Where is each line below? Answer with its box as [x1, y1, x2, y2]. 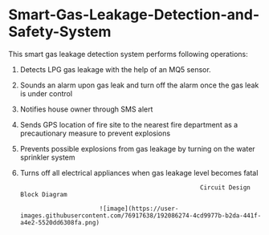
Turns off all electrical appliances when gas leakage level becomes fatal [19, 168, 259, 177]
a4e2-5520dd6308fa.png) [19, 218, 100, 226]
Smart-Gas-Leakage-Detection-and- [8, 6, 260, 24]
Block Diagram [19, 190, 67, 198]
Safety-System [8, 22, 112, 41]
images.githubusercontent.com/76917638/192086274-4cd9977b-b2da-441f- [19, 211, 262, 220]
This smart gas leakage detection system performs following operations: [8, 49, 248, 59]
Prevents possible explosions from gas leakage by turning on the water [19, 144, 255, 153]
